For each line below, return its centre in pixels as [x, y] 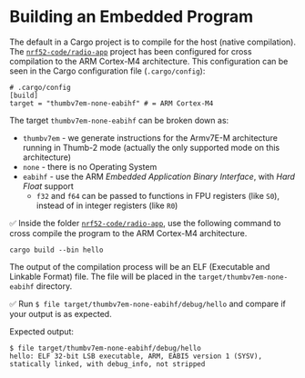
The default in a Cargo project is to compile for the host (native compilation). [152, 42]
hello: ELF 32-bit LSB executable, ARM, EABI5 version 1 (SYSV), [136, 356]
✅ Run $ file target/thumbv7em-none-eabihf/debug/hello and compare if [148, 303]
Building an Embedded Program [132, 17]
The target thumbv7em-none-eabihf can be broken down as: [119, 120]
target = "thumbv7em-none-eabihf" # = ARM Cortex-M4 [112, 103]
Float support [48, 186]
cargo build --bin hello [56, 250]
